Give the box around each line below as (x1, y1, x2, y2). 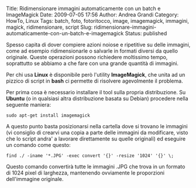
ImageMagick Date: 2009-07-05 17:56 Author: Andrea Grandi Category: (6, 11, 179, 18)
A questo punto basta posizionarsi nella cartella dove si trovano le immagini (6, 123, 188, 129)
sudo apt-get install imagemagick (6, 112, 91, 118)
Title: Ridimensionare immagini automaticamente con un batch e (6, 5, 161, 12)
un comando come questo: (6, 142, 71, 148)
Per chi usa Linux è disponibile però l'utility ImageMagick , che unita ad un (6, 71, 185, 78)
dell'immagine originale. (6, 176, 64, 182)
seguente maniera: (6, 101, 51, 108)
